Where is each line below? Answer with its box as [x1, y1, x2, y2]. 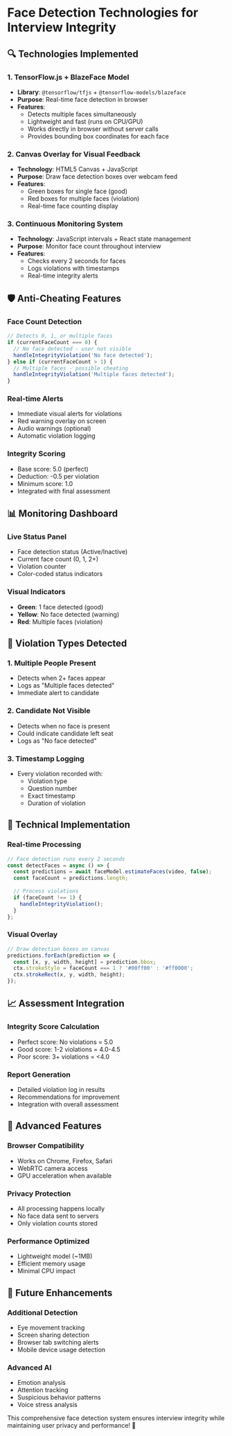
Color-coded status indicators [17, 570, 103, 578]
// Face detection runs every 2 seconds [7, 855, 126, 863]
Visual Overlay [7, 930, 58, 940]
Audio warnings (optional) [17, 424, 91, 433]
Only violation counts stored [17, 1219, 98, 1227]
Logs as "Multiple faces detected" [17, 681, 115, 690]
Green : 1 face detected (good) [17, 602, 104, 611]
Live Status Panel [7, 532, 67, 541]
